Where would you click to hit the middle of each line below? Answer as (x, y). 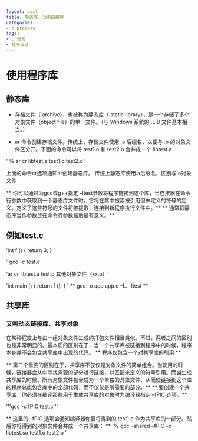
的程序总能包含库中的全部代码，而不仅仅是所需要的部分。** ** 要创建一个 (95, 387)
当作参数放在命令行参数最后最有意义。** (65, 215)
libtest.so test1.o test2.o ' (36, 433)
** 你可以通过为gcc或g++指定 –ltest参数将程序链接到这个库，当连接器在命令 (98, 193)
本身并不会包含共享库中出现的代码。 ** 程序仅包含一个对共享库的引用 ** (93, 352)
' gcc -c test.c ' (24, 262)
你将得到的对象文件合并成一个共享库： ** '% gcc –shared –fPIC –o (91, 426)
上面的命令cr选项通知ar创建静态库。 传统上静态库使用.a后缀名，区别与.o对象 (99, 173)
